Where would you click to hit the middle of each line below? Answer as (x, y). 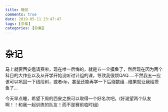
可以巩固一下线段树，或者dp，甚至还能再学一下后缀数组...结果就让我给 (82, 82)
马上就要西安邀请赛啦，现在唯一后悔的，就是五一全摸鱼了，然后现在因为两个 (84, 69)
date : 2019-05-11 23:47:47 (33, 19)
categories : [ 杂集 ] (25, 28)
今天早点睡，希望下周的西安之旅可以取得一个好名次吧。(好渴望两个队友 (78, 99)
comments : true (21, 14)
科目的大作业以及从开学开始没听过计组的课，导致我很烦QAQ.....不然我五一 (81, 76)
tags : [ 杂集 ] (18, 24)
